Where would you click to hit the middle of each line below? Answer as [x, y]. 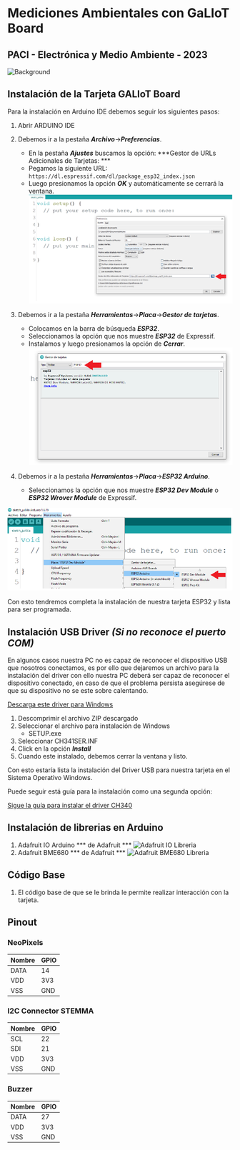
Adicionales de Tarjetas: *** [69, 160]
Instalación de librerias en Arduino [85, 827]
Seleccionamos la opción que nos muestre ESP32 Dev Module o [124, 490]
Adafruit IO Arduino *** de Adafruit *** [75, 845]
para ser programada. [39, 609]
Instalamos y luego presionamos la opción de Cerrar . [107, 344]
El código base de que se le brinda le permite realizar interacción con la [123, 892]
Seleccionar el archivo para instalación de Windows [94, 726]
